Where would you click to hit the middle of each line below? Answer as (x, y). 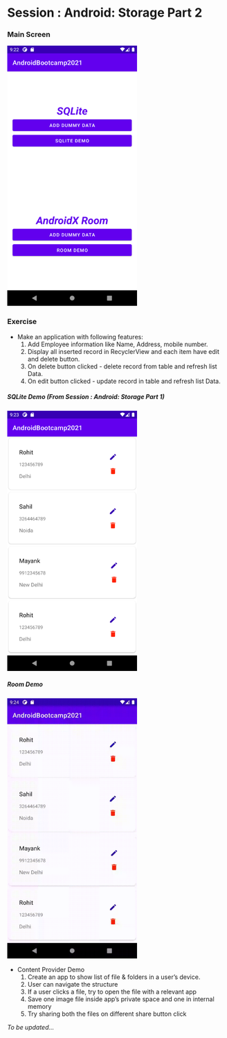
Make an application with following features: (80, 337)
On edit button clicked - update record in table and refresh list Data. (124, 381)
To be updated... (31, 1027)
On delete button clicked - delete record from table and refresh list (122, 366)
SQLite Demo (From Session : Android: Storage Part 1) (86, 397)
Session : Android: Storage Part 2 (105, 13)
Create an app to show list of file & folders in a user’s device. (114, 977)
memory (39, 1006)
